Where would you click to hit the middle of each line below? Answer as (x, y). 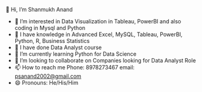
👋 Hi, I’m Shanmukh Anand (39, 10)
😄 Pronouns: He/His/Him (47, 82)
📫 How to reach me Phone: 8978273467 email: (75, 67)
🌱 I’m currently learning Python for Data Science (76, 54)
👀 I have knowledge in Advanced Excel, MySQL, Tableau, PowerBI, (99, 34)
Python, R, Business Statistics (52, 41)
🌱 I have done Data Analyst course (58, 47)
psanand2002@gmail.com (48, 76)
